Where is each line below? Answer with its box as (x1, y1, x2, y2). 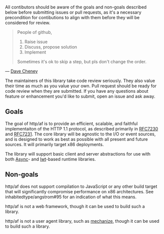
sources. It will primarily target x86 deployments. (5, 141, 104, 147)
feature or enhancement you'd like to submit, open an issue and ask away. (5, 93, 156, 99)
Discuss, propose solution (24, 44, 78, 50)
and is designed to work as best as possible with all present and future (5, 136, 148, 142)
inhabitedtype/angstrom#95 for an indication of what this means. (5, 194, 137, 200)
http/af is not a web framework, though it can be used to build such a (5, 203, 145, 209)
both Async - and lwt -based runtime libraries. (5, 156, 96, 162)
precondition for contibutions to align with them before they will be (5, 15, 140, 20)
